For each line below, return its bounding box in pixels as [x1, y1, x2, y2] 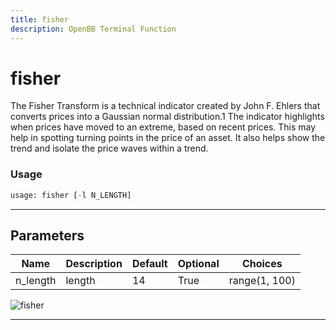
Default [131, 257, 168, 271]
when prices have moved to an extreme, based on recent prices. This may [10, 121, 317, 133]
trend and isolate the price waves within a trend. [10, 142, 209, 155]
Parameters [10, 227, 85, 244]
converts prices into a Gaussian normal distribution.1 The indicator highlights [10, 111, 325, 123]
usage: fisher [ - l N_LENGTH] [10, 190, 132, 200]
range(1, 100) [228, 274, 296, 288]
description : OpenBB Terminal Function [10, 24, 177, 34]
